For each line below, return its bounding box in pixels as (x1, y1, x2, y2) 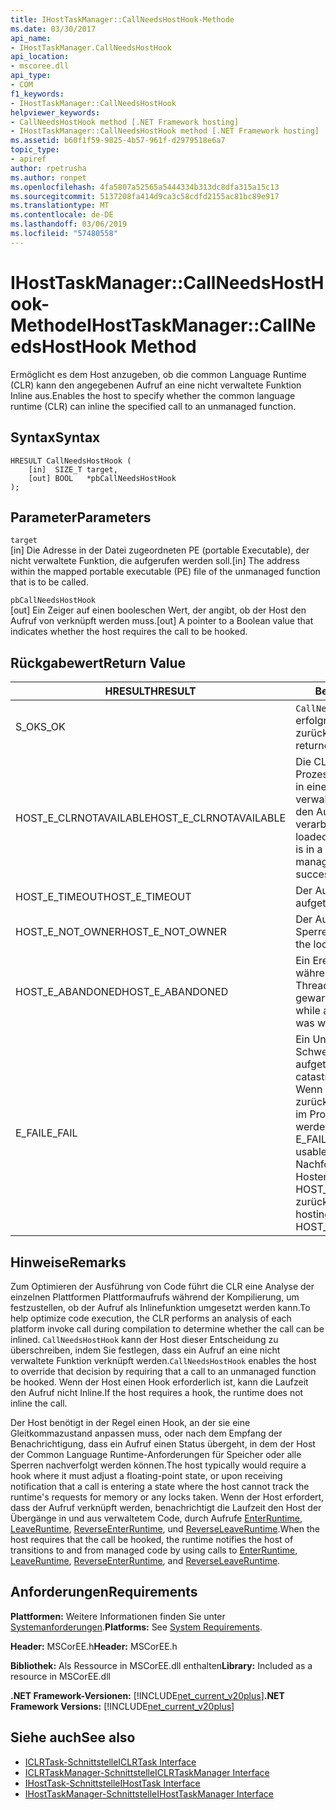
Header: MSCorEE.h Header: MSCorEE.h (10, 1640, 178, 1652)
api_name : (10, 33, 52, 43)
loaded (295, 830, 328, 844)
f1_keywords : (10, 89, 65, 99)
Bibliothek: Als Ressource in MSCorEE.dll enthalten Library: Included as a (10, 1659, 313, 1671)
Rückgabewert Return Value (10, 654, 187, 671)
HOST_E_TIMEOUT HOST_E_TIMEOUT (15, 890, 192, 904)
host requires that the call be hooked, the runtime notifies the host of (10, 1533, 294, 1545)
